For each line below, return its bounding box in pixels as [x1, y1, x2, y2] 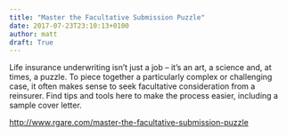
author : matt [9, 29, 58, 38]
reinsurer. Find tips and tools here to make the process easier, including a [9, 91, 279, 101]
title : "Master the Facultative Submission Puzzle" [9, 12, 205, 22]
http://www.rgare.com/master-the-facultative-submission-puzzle [9, 117, 250, 128]
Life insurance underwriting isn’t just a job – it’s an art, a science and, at [9, 62, 272, 73]
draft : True [9, 37, 53, 47]
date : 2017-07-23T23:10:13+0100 [9, 21, 129, 30]
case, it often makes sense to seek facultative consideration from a [9, 81, 256, 92]
